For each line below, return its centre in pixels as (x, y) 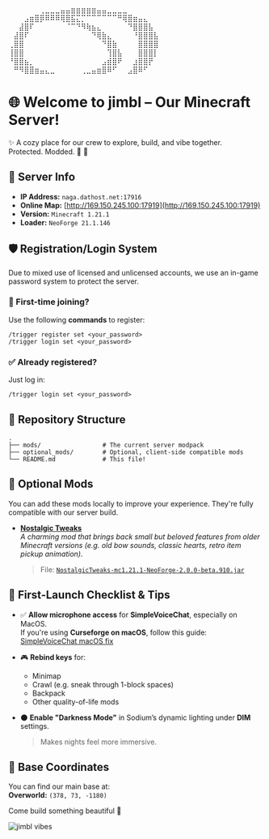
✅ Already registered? (53, 362)
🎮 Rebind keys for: (53, 657)
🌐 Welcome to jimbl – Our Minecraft (130, 103)
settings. (35, 726)
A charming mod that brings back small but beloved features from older (140, 537)
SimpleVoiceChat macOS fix (67, 640)
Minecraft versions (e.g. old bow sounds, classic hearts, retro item (130, 545)
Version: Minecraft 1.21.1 (65, 214)
